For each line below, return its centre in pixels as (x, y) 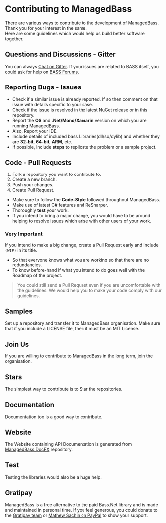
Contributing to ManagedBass (69, 9)
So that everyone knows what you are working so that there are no (81, 260)
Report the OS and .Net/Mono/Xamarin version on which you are (79, 120)
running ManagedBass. (36, 126)
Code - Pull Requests (38, 162)
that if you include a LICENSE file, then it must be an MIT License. (72, 329)
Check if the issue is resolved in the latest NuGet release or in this (80, 110)
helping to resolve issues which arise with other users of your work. (82, 221)
